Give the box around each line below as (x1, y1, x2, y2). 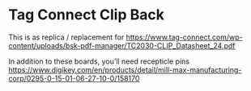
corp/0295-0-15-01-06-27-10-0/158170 (8, 73, 140, 83)
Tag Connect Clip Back (8, 6, 164, 24)
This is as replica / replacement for (8, 32, 125, 42)
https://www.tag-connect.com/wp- (125, 32, 243, 42)
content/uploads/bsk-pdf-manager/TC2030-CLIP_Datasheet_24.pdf (8, 40, 236, 50)
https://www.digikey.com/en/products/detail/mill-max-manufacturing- (8, 64, 242, 74)
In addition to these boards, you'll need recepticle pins (8, 56, 190, 66)
